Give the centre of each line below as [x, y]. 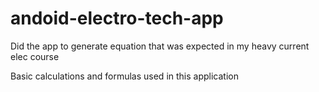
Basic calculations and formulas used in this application [124, 76]
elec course [35, 56]
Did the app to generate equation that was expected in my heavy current [160, 46]
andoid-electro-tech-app [117, 18]
